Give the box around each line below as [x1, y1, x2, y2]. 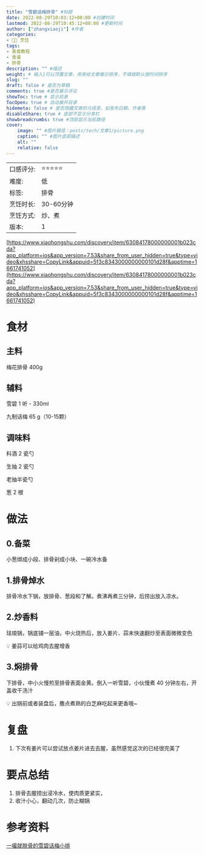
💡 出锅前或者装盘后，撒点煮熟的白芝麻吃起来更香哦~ [6, 699, 138, 707]
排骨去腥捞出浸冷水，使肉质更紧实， [15, 789, 106, 797]
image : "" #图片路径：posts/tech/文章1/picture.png [17, 128, 144, 134]
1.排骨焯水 [6, 575, 45, 585]
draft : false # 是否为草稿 [6, 83, 70, 89]
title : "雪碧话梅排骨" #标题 [6, 9, 73, 15]
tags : [6, 43, 20, 49]
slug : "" [6, 77, 29, 83]
